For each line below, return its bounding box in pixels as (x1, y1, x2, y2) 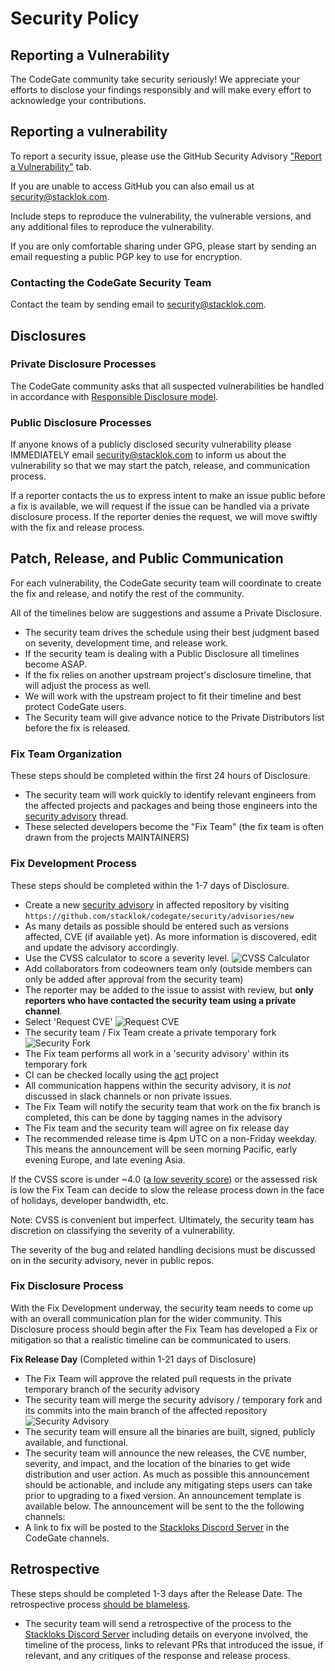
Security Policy (10, 7, 140, 30)
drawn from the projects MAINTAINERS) (24, 832, 190, 844)
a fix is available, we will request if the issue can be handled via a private (10, 500, 310, 512)
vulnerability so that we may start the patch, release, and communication (10, 460, 311, 472)
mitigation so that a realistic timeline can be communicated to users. (10, 1333, 292, 1346)
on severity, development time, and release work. (24, 637, 229, 649)
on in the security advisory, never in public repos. (10, 1254, 215, 1266)
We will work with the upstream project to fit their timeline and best (24, 690, 302, 702)
